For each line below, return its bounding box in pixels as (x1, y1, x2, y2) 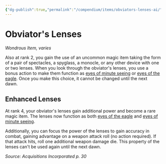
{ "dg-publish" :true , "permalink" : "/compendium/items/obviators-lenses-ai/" (5, 7, 163, 12)
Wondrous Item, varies (5, 45, 51, 51)
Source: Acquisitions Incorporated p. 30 (5, 154, 87, 160)
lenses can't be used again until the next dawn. (5, 144, 101, 150)
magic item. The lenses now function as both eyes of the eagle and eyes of (5, 113, 158, 119)
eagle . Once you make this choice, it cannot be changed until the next (5, 75, 148, 82)
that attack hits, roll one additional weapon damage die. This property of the (5, 139, 160, 145)
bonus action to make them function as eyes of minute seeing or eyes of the (5, 70, 160, 76)
